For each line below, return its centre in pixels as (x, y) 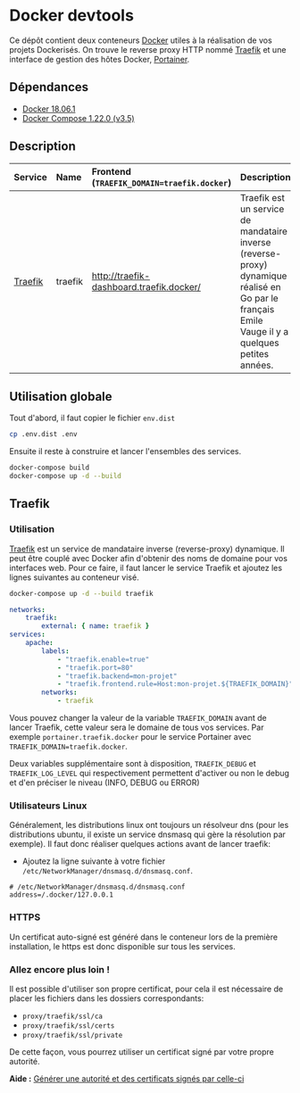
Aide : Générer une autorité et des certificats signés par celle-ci (127, 1078)
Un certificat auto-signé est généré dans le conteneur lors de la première (144, 937)
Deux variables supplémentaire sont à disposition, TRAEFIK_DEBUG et (133, 764)
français (257, 309)
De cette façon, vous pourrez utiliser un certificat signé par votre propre (142, 1052)
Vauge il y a (264, 331)
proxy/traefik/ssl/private (72, 1035)
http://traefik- (121, 276)
